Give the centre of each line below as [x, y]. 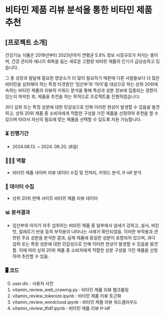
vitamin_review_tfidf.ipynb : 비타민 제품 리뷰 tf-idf [61, 308]
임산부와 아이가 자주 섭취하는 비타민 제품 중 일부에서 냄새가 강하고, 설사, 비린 [86, 226]
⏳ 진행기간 [17, 133]
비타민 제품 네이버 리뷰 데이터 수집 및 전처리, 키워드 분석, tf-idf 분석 [77, 172]
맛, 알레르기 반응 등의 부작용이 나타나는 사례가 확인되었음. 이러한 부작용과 [82, 232]
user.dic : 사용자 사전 [33, 284]
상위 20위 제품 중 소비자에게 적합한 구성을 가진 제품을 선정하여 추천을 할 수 [87, 113]
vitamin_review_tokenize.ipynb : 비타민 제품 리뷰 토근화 [67, 296]
